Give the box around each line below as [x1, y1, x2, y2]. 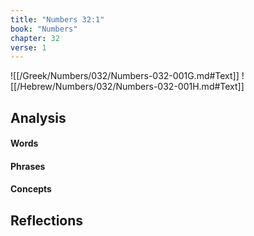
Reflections [10, 212, 84, 229]
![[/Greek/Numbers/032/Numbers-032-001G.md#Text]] [10, 70, 240, 82]
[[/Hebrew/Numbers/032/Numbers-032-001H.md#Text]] [10, 81, 245, 93]
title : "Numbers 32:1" [10, 14, 105, 25]
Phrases [10, 160, 46, 172]
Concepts [10, 183, 52, 195]
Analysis [10, 109, 67, 126]
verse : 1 [10, 42, 47, 53]
